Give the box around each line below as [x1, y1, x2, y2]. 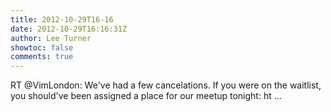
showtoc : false [10, 42, 74, 53]
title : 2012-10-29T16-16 [10, 14, 114, 25]
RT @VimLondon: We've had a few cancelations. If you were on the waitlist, [10, 79, 322, 91]
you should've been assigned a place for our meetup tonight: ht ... [10, 90, 282, 102]
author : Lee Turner [10, 33, 92, 43]
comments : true [10, 52, 74, 62]
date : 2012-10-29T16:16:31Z [10, 24, 128, 34]
